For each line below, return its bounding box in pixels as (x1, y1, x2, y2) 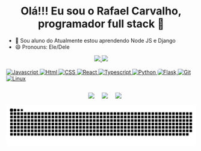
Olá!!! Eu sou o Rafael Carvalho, (20, 4, 182, 18)
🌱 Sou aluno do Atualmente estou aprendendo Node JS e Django (14, 37, 176, 44)
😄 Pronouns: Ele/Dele (14, 43, 70, 51)
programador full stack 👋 (38, 17, 164, 31)
